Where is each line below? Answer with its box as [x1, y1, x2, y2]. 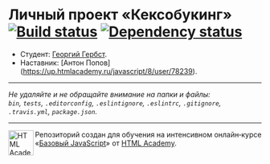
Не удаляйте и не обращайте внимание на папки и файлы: [8, 89, 211, 99]
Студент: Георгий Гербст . [19, 49, 107, 59]
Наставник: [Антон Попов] [19, 58, 111, 68]
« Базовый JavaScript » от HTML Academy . [35, 138, 177, 148]
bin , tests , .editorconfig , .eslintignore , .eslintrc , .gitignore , [8, 98, 222, 108]
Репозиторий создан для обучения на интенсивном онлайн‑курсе [35, 129, 262, 139]
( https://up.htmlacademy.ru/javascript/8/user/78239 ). [19, 66, 198, 76]
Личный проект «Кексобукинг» [8, 6, 232, 24]
